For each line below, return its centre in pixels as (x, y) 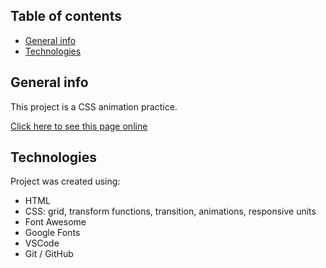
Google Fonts (52, 233)
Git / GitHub (49, 254)
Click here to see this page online (79, 126)
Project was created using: (65, 181)
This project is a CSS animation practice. (94, 106)
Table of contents (66, 16)
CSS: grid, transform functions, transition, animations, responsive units (170, 211)
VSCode (42, 243)
